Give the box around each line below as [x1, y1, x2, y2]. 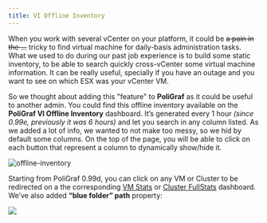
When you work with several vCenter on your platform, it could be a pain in [8, 34, 254, 43]
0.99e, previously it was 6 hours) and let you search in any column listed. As [8, 117, 259, 126]
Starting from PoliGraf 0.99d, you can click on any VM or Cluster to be [8, 173, 239, 183]
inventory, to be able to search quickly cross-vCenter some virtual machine [8, 59, 256, 69]
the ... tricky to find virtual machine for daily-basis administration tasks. [8, 42, 241, 52]
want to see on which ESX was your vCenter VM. [8, 76, 170, 86]
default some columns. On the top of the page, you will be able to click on [8, 133, 251, 144]
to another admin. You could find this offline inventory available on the [8, 100, 239, 110]
